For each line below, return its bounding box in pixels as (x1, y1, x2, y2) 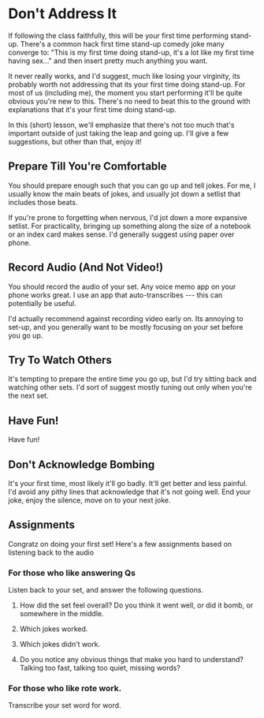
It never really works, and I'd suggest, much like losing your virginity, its (8, 71, 240, 80)
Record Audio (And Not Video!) (8, 261, 164, 275)
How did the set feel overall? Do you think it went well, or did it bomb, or (19, 600, 254, 610)
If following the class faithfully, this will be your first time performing (8, 31, 229, 40)
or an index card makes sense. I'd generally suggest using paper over (8, 230, 235, 239)
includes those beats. (8, 197, 78, 207)
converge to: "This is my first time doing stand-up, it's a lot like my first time (8, 47, 255, 57)
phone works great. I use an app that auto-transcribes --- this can (8, 290, 223, 300)
